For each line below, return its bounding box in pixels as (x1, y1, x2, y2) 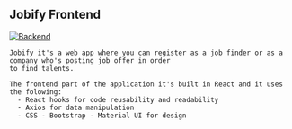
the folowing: (9, 87, 63, 97)
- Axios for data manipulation (17, 103, 135, 112)
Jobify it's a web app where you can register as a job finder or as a (9, 48, 283, 57)
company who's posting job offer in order (9, 56, 171, 65)
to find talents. (9, 64, 75, 73)
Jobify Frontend (9, 7, 102, 22)
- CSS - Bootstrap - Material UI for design (17, 111, 187, 120)
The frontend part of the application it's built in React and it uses (9, 80, 283, 89)
